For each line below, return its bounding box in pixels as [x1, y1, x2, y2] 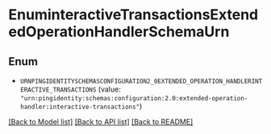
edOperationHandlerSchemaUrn [8, 22, 230, 41]
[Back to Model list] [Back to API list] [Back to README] [8, 117, 194, 126]
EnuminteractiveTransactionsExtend [8, 6, 259, 24]
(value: [98, 84, 121, 94]
